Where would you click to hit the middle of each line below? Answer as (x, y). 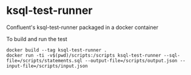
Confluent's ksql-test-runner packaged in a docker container (82, 27)
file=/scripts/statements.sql (45, 60)
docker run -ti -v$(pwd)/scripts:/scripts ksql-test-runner (84, 55)
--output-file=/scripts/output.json (131, 60)
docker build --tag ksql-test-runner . (57, 50)
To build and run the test (37, 39)
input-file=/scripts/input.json (47, 66)
